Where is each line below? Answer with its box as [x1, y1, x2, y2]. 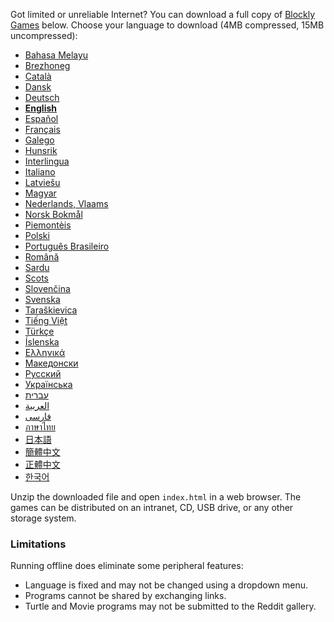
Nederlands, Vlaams [24, 198, 109, 209]
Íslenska [24, 336, 60, 348]
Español [24, 113, 59, 124]
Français [24, 124, 61, 135]
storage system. [10, 512, 77, 524]
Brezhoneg [24, 60, 71, 71]
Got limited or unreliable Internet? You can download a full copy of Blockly [10, 9, 316, 20]
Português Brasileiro [24, 240, 110, 252]
